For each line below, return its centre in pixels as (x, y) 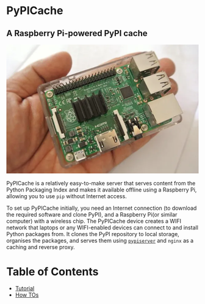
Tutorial (25, 289)
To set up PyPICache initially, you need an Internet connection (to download (102, 208)
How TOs (27, 295)
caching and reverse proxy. (41, 247)
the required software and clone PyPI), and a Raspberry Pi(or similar (92, 214)
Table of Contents (52, 271)
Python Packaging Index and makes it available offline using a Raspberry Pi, (102, 190)
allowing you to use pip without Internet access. (67, 196)
